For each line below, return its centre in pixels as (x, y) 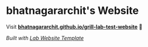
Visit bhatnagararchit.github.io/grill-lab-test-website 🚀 (74, 27)
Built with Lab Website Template (45, 38)
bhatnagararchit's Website (73, 11)
